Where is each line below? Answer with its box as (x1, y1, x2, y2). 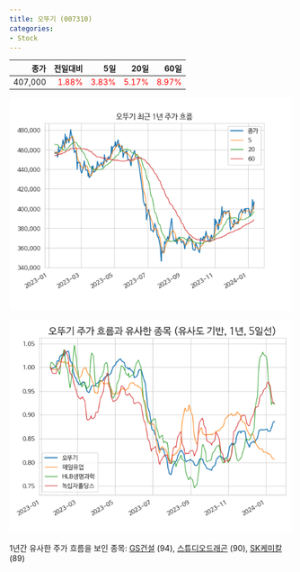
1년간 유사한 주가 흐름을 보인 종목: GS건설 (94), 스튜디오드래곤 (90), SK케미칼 (9, 542, 283, 553)
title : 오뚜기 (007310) (9, 14, 93, 23)
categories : (9, 23, 54, 33)
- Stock (9, 33, 39, 42)
